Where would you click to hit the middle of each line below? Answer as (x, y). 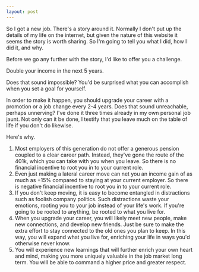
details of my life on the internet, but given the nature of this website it (92, 35)
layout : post (22, 12)
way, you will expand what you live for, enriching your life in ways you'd (102, 237)
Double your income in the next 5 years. (55, 71)
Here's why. (21, 137)
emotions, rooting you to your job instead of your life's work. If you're (99, 205)
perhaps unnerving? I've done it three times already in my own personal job (99, 112)
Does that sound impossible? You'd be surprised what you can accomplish (97, 82)
